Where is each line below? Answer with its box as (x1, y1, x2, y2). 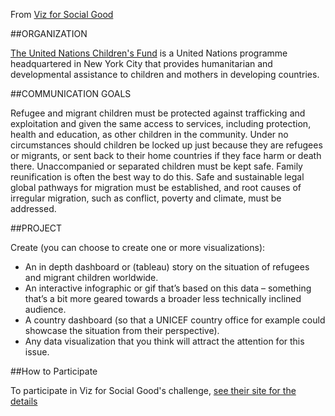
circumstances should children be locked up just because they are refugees (10, 139, 323, 151)
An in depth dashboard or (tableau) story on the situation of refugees (24, 261, 310, 273)
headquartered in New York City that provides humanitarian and (10, 58, 273, 69)
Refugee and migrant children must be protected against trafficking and (10, 107, 306, 119)
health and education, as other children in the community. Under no (10, 129, 289, 140)
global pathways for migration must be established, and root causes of (10, 182, 302, 193)
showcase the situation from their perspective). (24, 325, 220, 336)
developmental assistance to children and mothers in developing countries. (10, 69, 320, 80)
